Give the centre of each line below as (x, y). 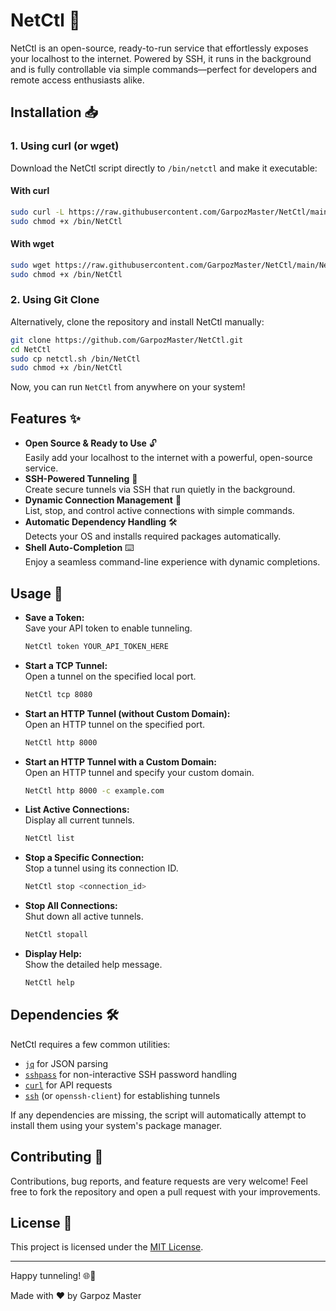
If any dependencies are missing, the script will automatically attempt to (158, 1115)
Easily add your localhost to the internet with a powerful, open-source (168, 458)
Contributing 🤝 (57, 1157)
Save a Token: (54, 617)
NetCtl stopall (56, 935)
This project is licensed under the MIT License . (107, 1247)
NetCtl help (49, 983)
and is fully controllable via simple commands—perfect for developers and (164, 69)
